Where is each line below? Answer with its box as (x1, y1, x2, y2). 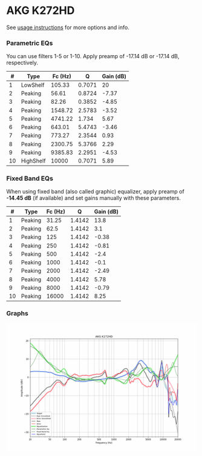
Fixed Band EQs (6, 174, 53, 183)
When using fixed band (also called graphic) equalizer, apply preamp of (6, 188, 184, 195)
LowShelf (21, 81, 45, 89)
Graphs (6, 309, 28, 318)
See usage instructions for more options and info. (6, 24, 130, 31)
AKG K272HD (6, 4, 75, 18)
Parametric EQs (6, 39, 53, 47)
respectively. (6, 59, 38, 67)
